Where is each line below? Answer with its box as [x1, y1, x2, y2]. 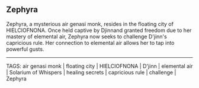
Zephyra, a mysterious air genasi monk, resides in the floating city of [6, 20, 174, 27]
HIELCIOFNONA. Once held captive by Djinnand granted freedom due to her [6, 27, 192, 34]
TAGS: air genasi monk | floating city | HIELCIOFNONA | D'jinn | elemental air [6, 62, 193, 70]
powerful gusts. [6, 45, 44, 53]
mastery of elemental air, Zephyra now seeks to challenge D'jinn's [6, 32, 167, 40]
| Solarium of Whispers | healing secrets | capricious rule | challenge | [6, 69, 176, 76]
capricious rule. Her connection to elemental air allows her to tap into [6, 39, 175, 46]
